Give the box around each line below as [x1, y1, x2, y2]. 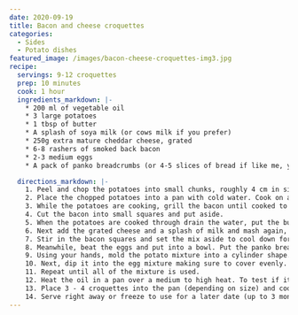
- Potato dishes [17, 46, 77, 55]
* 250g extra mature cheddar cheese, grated [25, 136, 192, 145]
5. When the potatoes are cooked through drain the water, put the [25, 218, 279, 227]
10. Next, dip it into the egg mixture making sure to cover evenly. [25, 259, 288, 268]
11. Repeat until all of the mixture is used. [25, 267, 200, 277]
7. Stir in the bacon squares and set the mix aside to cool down [25, 234, 276, 243]
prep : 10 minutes [17, 79, 82, 88]
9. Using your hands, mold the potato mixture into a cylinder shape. [25, 251, 292, 260]
